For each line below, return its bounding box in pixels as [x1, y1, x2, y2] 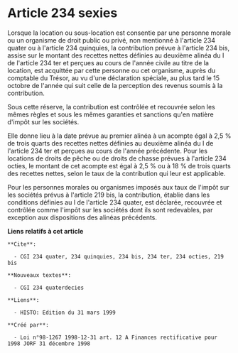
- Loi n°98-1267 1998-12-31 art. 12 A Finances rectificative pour [13, 334, 218, 341]
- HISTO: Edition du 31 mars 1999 [13, 309, 116, 316]
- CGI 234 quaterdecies [13, 284, 84, 291]
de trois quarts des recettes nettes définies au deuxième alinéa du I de [7, 139, 214, 147]
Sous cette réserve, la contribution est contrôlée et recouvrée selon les [7, 102, 215, 111]
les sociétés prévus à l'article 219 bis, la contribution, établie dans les [7, 190, 210, 199]
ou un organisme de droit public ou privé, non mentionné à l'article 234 [7, 36, 215, 44]
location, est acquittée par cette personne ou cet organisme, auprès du [7, 66, 216, 75]
